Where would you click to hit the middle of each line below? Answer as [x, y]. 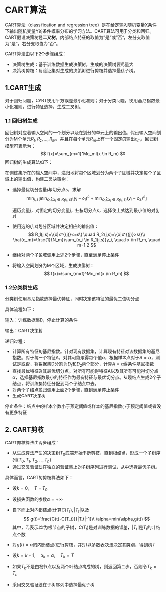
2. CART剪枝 [25, 429]
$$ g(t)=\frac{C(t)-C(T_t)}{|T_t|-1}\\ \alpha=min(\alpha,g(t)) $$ [87, 519]
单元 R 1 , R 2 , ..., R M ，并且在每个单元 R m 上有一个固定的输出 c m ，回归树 [90, 139]
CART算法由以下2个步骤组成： [36, 54]
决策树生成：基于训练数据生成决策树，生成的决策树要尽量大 [73, 64]
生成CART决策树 [29, 395]
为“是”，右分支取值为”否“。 [33, 43]
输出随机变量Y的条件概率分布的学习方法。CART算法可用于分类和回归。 [82, 31]
